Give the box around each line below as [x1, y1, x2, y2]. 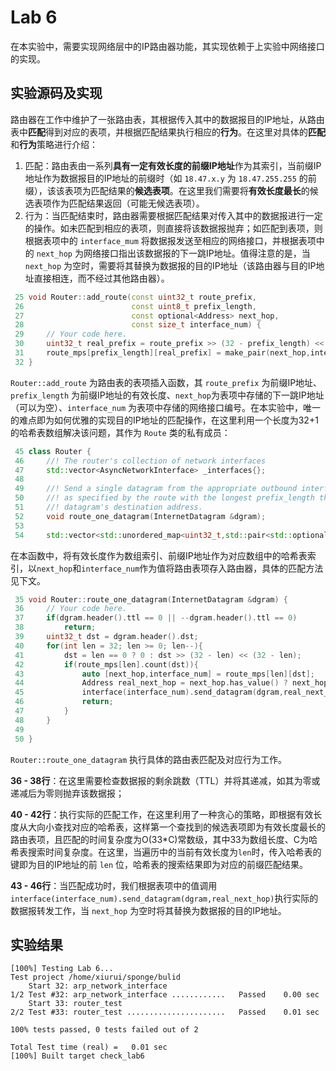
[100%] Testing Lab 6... [10, 964, 114, 974]
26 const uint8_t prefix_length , [14, 301, 257, 311]
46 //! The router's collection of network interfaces [14, 456, 267, 466]
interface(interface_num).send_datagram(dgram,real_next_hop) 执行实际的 [10, 892, 319, 904]
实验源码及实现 [10, 85, 103, 102]
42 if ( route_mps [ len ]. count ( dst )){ [14, 659, 199, 670]
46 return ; [14, 697, 114, 707]
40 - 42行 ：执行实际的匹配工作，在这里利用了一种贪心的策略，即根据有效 [10, 808, 314, 820]
